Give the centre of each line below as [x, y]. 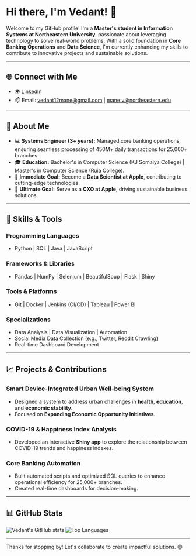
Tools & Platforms [32, 291]
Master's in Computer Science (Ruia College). [69, 170]
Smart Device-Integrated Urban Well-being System [80, 389]
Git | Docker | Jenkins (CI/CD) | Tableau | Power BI [75, 304]
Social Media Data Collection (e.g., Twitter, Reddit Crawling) [86, 338]
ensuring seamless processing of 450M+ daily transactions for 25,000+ [101, 149]
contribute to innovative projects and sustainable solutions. [77, 53]
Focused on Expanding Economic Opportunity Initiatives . [85, 414]
